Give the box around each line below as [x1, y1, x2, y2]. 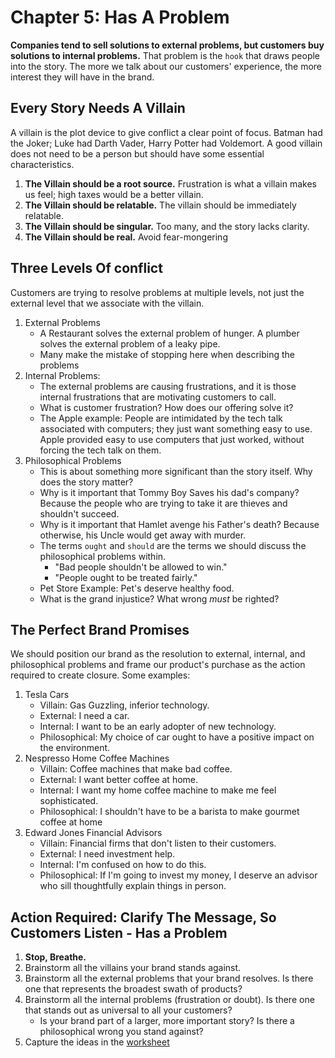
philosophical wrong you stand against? [39, 1026, 204, 1038]
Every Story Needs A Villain [10, 100, 186, 117]
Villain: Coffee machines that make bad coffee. [39, 763, 233, 775]
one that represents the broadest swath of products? [24, 983, 243, 995]
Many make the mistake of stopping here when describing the [39, 348, 296, 360]
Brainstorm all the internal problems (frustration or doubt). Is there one [24, 994, 315, 1006]
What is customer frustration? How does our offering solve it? [39, 401, 294, 413]
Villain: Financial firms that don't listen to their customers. [39, 837, 277, 850]
